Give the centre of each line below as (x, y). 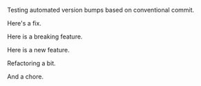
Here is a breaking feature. (45, 36)
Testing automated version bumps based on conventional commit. (101, 10)
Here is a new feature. (39, 50)
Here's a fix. (24, 23)
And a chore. (25, 76)
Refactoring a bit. (32, 63)
